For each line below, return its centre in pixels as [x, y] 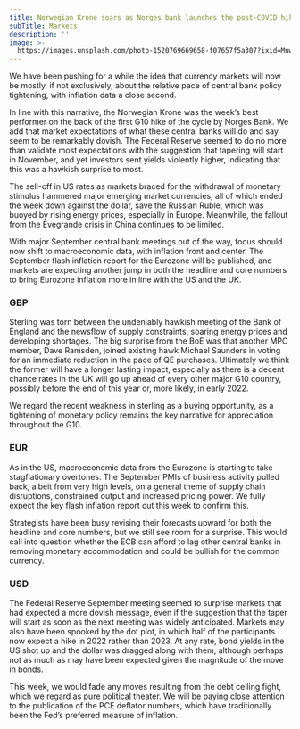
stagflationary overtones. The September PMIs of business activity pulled [144, 476]
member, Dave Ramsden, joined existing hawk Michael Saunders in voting [145, 351]
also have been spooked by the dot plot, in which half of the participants [142, 632]
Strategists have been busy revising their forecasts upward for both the [140, 522]
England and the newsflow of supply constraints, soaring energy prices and [148, 332]
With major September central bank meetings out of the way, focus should [146, 242]
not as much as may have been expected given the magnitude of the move [146, 660]
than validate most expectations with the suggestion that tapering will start [146, 150]
